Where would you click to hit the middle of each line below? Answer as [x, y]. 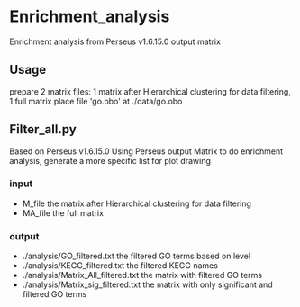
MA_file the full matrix [63, 212]
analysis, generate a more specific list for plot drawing [110, 160]
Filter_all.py [43, 129]
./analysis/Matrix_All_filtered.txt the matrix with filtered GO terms [142, 275]
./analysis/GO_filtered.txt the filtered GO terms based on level [136, 256]
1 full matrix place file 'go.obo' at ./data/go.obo [96, 101]
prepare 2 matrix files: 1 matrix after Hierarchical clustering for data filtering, [150, 91]
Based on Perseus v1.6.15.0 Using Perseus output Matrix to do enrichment [146, 151]
